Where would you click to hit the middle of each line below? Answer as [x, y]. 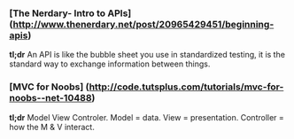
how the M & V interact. [52, 127]
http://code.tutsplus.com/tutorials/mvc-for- [186, 87]
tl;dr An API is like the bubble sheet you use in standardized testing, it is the [147, 55]
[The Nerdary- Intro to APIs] [70, 13]
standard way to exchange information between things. [110, 64]
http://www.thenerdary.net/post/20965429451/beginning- [143, 24]
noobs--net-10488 [50, 98]
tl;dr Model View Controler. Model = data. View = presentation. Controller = [147, 117]
